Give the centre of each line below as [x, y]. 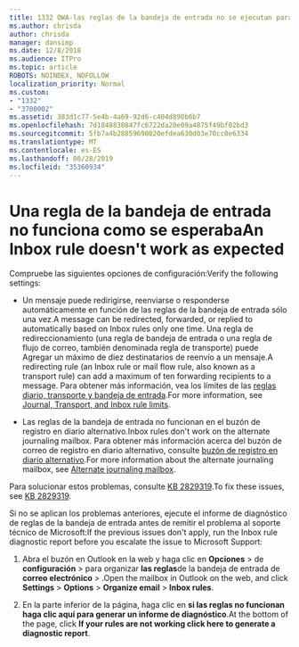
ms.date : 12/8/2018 [45, 51]
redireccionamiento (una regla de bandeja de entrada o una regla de [147, 338]
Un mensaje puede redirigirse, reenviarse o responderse [125, 301]
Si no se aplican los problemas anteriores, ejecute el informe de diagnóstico [148, 513]
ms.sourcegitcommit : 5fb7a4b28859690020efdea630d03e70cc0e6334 [129, 134]
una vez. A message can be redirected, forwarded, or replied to [137, 319]
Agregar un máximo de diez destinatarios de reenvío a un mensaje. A [147, 357]
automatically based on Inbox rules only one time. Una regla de [137, 329]
